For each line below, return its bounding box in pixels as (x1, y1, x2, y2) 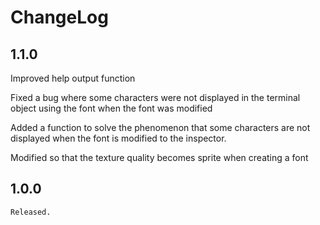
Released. (10, 207, 52, 217)
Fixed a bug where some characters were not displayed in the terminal (10, 92, 301, 103)
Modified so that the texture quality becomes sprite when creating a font (10, 152, 309, 163)
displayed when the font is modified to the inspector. (10, 132, 227, 144)
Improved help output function (10, 72, 136, 84)
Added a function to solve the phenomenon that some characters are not (10, 122, 311, 133)
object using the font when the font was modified (10, 102, 213, 114)
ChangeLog (10, 6, 109, 29)
